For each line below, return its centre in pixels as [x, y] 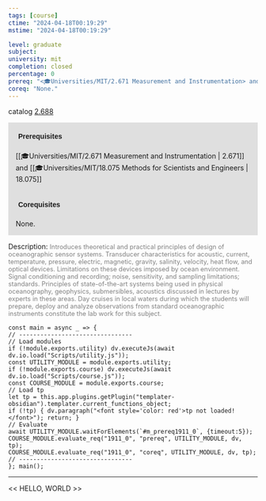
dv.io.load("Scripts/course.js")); [67, 376]
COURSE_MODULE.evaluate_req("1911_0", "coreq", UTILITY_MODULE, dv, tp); [133, 452]
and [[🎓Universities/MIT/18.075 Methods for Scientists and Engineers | [132, 168]
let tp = [23, 397]
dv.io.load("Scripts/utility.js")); [68, 355]
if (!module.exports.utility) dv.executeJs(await [92, 348]
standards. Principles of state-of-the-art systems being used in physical [116, 284]
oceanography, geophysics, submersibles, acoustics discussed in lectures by [123, 291]
